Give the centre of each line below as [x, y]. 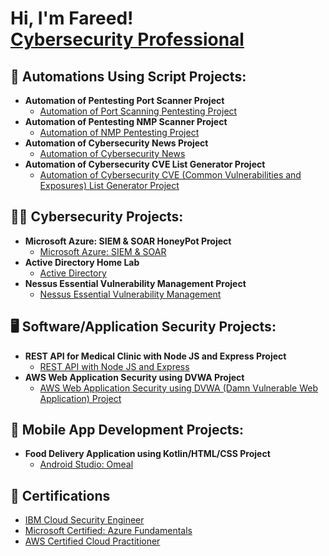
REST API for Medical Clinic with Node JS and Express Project [155, 356]
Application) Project [80, 398]
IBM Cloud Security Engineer [84, 520]
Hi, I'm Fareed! [72, 18]
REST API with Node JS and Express [114, 366]
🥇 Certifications [60, 495]
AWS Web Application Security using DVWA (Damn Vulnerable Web [179, 388]
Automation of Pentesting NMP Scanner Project [126, 121]
